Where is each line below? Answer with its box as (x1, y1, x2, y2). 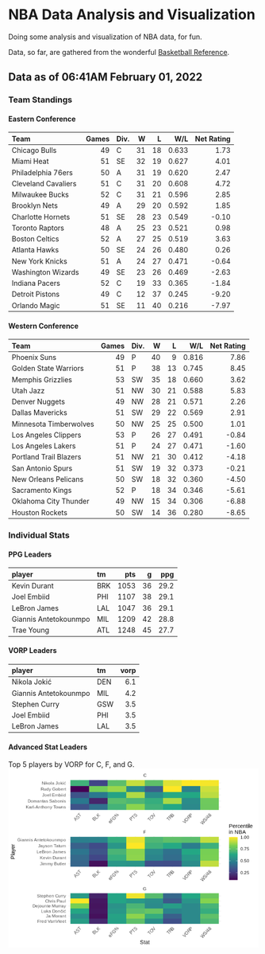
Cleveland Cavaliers (11, 178, 77, 188)
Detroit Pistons (11, 289, 60, 299)
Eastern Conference (8, 114, 76, 123)
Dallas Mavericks (11, 408, 67, 417)
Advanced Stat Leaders (8, 742, 88, 752)
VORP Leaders (8, 646, 57, 655)
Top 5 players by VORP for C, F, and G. (8, 760, 135, 769)
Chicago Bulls (11, 146, 57, 155)
